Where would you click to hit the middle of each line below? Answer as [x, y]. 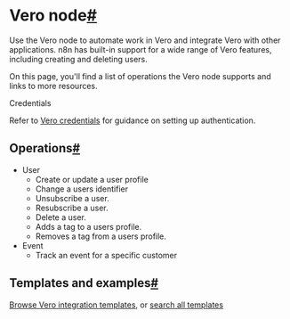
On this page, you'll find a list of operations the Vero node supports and [140, 76]
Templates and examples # [84, 283]
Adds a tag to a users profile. [89, 226]
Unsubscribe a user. [72, 198]
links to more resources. [53, 86]
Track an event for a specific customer [106, 255]
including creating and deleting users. [79, 59]
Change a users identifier [82, 189]
